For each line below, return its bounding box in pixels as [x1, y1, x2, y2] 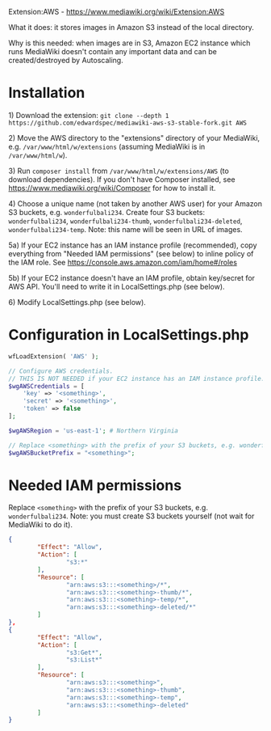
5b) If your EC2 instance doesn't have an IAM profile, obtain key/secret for [8, 273, 256, 282]
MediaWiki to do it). [8, 520, 73, 530]
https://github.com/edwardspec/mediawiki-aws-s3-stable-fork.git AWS [8, 119, 248, 127]
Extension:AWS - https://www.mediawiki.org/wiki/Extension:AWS [8, 7, 225, 16]
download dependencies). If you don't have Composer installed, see [8, 174, 236, 184]
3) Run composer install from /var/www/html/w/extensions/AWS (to [8, 166, 230, 175]
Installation [8, 84, 85, 102]
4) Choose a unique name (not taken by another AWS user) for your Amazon [8, 198, 263, 209]
